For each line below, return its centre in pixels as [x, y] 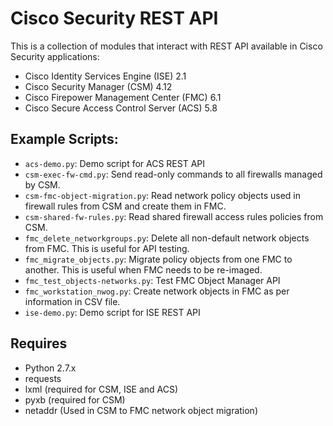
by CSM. [42, 184]
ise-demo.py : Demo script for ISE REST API [112, 312]
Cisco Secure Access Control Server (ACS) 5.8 [121, 108]
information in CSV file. [72, 301]
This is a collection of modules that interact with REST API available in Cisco [166, 46]
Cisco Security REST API [114, 18]
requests [43, 378]
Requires [39, 343]
